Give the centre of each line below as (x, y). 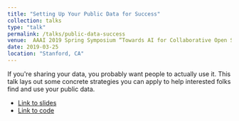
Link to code (36, 110)
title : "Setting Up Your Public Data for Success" (84, 14)
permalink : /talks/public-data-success (67, 34)
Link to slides (37, 102)
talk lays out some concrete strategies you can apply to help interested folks (119, 81)
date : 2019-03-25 (33, 47)
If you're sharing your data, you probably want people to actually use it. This (119, 74)
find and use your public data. (51, 89)
